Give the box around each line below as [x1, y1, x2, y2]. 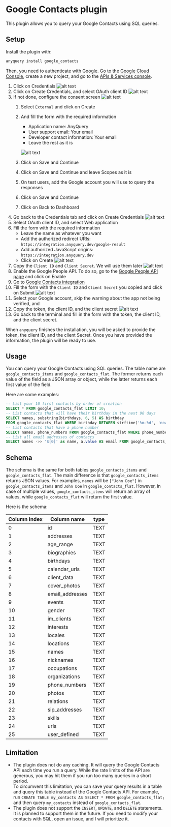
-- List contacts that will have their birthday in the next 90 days [6, 411, 156, 416]
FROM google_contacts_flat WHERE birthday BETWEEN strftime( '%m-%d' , [6, 420, 156, 425]
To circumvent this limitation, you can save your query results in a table [13, 783, 162, 789]
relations [47, 698, 69, 705]
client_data [47, 574, 74, 581]
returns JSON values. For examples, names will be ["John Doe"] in [6, 478, 142, 484]
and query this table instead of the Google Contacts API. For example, [13, 788, 159, 794]
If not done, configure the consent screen [13, 94, 100, 100]
